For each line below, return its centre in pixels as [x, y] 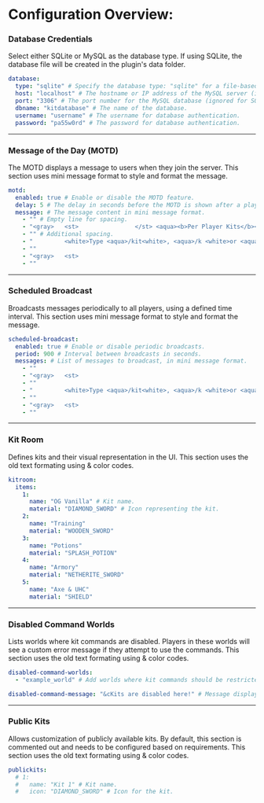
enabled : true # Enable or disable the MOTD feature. [105, 197]
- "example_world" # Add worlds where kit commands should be [119, 680]
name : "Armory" [54, 568]
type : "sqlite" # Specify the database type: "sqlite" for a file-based [137, 87]
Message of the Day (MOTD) [64, 150]
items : [26, 487]
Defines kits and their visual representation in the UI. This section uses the [128, 457]
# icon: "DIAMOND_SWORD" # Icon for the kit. [95, 792]
